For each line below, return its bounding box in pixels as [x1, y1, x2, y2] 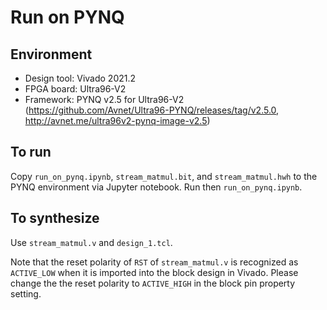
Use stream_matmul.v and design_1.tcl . [10, 236, 173, 248]
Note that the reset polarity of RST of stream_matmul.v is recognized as [10, 256, 299, 268]
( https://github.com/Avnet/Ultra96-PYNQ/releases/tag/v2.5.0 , [24, 104, 280, 116]
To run [10, 144, 52, 161]
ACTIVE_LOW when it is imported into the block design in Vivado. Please [10, 266, 299, 278]
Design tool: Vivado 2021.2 [24, 72, 137, 84]
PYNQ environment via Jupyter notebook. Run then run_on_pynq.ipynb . [10, 181, 303, 193]
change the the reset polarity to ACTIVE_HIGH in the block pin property [10, 277, 296, 289]
